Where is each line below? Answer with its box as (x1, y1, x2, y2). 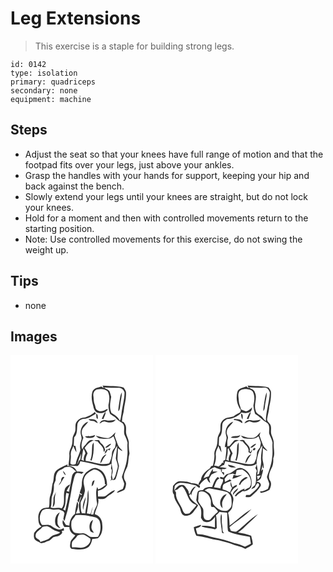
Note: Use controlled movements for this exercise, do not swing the (24, 233, 303, 245)
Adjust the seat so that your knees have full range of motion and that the (24, 148, 324, 160)
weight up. (24, 243, 69, 256)
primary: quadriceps (10, 77, 97, 87)
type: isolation (10, 68, 78, 78)
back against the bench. (24, 180, 125, 192)
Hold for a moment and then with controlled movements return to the (24, 212, 309, 224)
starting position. (24, 222, 95, 234)
